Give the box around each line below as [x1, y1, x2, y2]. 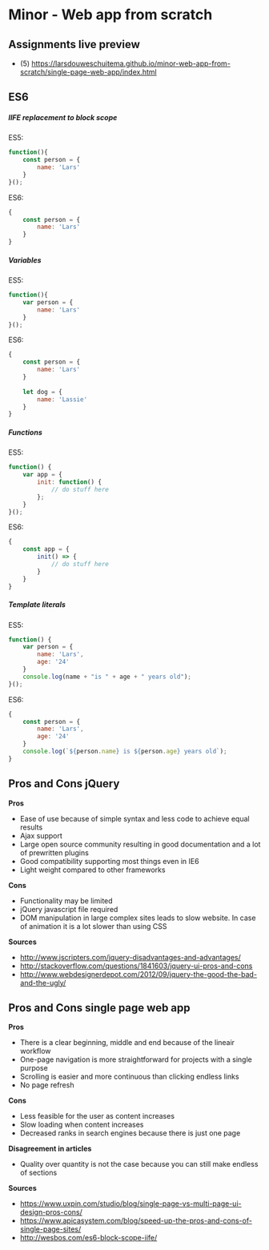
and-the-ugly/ [19, 978, 66, 987]
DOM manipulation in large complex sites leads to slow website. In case [19, 913, 256, 922]
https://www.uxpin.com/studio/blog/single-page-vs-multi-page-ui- [19, 1199, 242, 1208]
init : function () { [37, 478, 102, 486]
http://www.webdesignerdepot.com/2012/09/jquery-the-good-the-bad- [19, 969, 258, 979]
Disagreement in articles [8, 1143, 92, 1154]
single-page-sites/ [19, 1224, 82, 1234]
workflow [19, 1047, 51, 1056]
